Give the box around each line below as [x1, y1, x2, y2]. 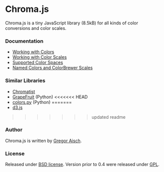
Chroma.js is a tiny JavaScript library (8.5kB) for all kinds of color [5, 20, 138, 26]
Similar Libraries [5, 77, 46, 84]
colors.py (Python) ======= [12, 99, 72, 105]
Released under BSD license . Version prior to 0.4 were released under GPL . [5, 162, 160, 168]
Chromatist [12, 88, 35, 94]
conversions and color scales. [5, 25, 67, 31]
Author [5, 126, 23, 133]
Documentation [5, 37, 44, 44]
